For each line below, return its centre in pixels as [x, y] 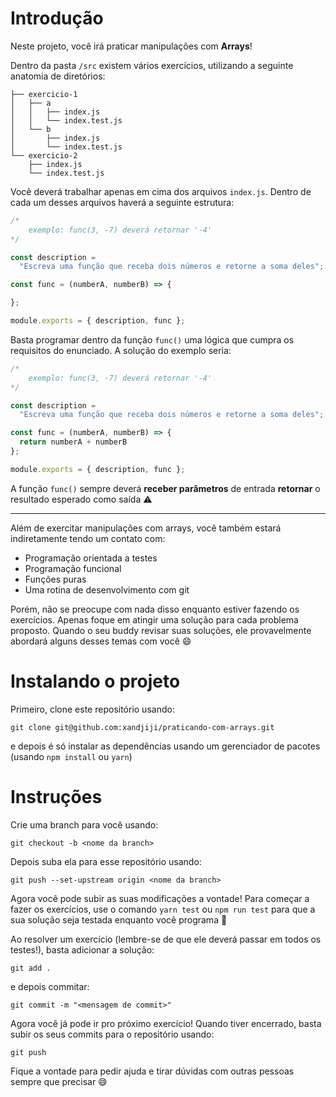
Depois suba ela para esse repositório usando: [106, 861]
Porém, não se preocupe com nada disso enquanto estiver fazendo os [155, 609]
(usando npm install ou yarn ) [71, 756]
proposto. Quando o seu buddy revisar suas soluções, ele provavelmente [161, 630]
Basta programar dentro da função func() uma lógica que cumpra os [152, 339]
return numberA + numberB [73, 442]
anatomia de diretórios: [58, 76]
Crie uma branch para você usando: [84, 824]
